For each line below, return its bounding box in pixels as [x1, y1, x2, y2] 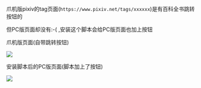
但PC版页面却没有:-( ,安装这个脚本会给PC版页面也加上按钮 [6, 26, 153, 33]
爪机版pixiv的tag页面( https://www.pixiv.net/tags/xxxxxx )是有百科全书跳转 [6, 5, 195, 12]
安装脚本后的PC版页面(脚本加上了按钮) [6, 63, 104, 70]
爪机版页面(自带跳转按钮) [6, 39, 69, 46]
